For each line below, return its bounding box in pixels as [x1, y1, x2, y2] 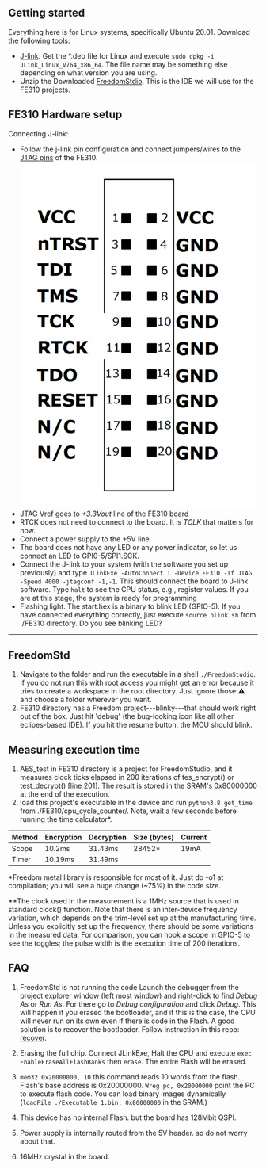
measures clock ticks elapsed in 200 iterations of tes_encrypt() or [19, 773, 235, 782]
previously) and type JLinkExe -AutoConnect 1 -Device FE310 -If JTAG [19, 567, 253, 577]
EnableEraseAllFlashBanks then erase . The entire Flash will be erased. [19, 1056, 248, 1066]
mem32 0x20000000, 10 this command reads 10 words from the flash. [19, 1072, 241, 1081]
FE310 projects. [19, 85, 71, 94]
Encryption [44, 832, 82, 842]
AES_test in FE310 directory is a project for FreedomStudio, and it [19, 764, 233, 774]
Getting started [8, 6, 85, 20]
